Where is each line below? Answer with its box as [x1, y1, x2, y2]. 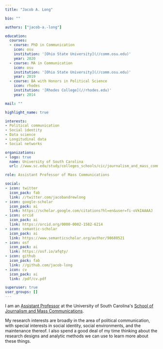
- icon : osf [5, 240, 29, 245]
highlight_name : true [5, 110, 49, 115]
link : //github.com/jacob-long [9, 262, 73, 268]
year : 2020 [14, 56, 36, 61]
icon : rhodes [14, 83, 40, 88]
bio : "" [5, 16, 21, 21]
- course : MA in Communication [9, 60, 73, 66]
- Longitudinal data [5, 137, 47, 142]
